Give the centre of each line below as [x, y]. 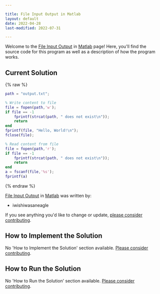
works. [12, 57]
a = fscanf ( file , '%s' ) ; [30, 172]
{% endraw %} [20, 186]
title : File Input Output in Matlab [43, 14]
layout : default [22, 19]
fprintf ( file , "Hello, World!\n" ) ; [42, 131]
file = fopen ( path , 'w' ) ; [31, 107]
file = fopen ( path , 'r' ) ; [31, 149]
